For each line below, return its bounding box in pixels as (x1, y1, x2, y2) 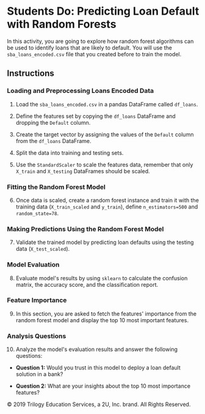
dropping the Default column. (15, 119, 91, 126)
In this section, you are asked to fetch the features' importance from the (15, 310, 197, 317)
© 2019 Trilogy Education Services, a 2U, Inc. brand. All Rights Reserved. (7, 401, 191, 408)
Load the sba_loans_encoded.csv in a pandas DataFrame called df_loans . (15, 100, 198, 108)
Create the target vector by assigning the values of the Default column (15, 130, 194, 138)
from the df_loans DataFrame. (15, 137, 92, 144)
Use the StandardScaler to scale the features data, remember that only (15, 161, 193, 168)
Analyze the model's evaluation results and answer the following (15, 346, 178, 353)
